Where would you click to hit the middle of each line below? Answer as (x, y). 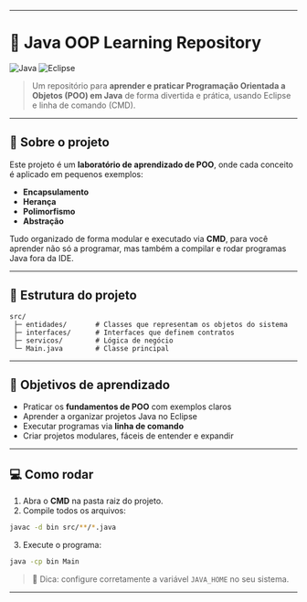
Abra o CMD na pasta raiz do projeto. (93, 501)
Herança (39, 201)
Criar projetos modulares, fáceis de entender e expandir (128, 436)
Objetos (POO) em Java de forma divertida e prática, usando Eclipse (161, 95)
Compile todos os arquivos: (74, 511)
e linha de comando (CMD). (84, 105)
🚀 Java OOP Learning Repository (136, 43)
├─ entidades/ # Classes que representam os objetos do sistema (150, 324)
